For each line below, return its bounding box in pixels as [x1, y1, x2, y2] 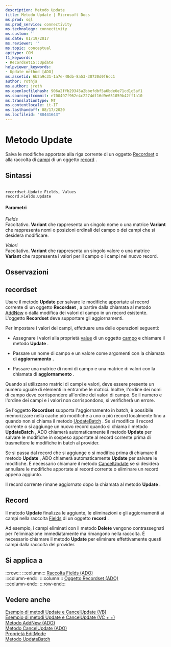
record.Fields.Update [5, 194, 52, 199]
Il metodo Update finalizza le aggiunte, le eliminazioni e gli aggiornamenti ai [5, 509, 164, 516]
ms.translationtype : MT [5, 98, 56, 103]
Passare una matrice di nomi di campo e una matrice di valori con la [12, 366, 156, 372]
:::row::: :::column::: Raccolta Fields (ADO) [5, 570, 93, 576]
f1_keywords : [5, 55, 33, 60]
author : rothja [5, 79, 38, 84]
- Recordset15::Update [5, 60, 54, 65]
